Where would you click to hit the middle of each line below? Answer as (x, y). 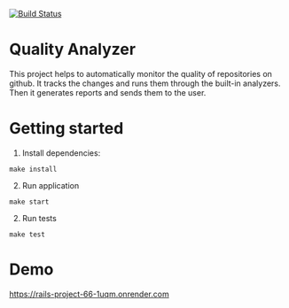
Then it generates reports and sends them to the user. (108, 92)
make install (33, 169)
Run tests (39, 218)
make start (29, 202)
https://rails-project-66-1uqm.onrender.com (90, 294)
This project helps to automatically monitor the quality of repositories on (141, 73)
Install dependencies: (61, 153)
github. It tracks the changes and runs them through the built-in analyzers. (145, 83)
